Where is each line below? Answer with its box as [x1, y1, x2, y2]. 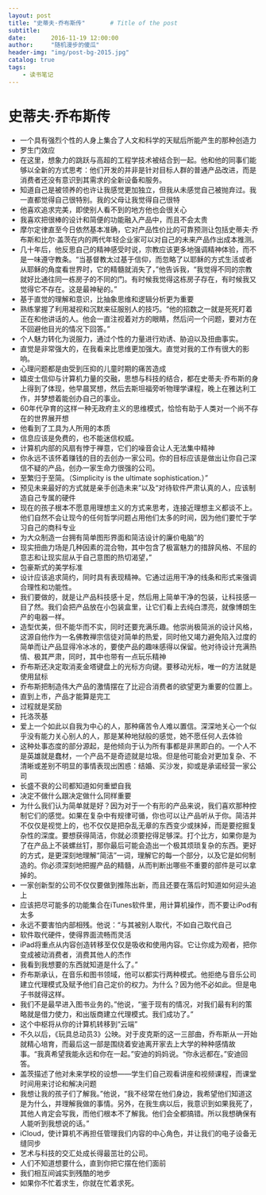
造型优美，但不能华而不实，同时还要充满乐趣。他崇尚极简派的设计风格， [19, 621, 256, 632]
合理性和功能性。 [19, 582, 76, 592]
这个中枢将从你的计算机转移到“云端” [19, 1019, 138, 1029]
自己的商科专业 [26, 522, 76, 532]
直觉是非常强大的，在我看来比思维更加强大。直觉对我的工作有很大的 [19, 343, 243, 354]
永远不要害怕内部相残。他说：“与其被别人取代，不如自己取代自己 [19, 919, 232, 930]
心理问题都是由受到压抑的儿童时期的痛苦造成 [19, 363, 167, 373]
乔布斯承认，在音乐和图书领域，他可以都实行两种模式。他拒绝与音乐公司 [19, 969, 256, 979]
